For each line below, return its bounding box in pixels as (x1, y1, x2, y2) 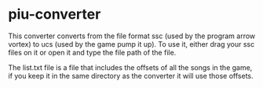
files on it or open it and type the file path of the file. (8, 48, 177, 57)
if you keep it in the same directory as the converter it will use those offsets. (8, 71, 254, 80)
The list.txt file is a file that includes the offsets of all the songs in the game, (8, 62, 253, 72)
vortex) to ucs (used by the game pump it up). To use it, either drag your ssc (8, 39, 255, 48)
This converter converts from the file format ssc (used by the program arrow (8, 31, 256, 40)
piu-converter (8, 5, 101, 23)
